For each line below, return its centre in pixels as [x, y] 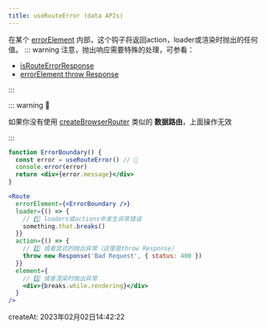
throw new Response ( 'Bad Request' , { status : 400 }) [113, 256]
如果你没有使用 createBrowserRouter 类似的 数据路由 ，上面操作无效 [120, 122]
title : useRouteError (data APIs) [66, 16]
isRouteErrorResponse [57, 66]
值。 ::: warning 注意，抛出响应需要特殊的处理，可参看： [101, 50]
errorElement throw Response [69, 74]
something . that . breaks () [64, 226]
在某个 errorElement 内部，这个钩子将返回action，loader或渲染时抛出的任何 [133, 39]
